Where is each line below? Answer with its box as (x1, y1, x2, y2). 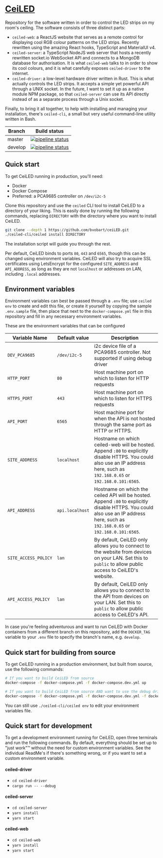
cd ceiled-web (12, 838, 41, 843)
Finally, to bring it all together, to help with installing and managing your (5, 106, 147, 112)
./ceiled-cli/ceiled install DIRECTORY (5, 232, 86, 237)
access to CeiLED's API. (94, 611, 149, 618)
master (7, 135, 23, 142)
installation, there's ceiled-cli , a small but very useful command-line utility (5, 111, 156, 116)
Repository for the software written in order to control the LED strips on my (5, 19, 154, 25)
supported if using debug (94, 355, 152, 362)
